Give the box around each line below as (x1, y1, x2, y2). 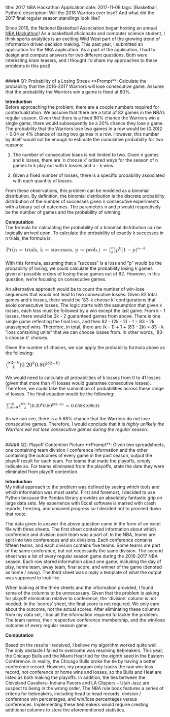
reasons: (5, 142, 24, 148)
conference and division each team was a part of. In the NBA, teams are (5, 532, 156, 538)
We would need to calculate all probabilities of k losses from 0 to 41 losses (5, 375, 161, 381)
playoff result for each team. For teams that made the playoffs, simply (5, 458, 151, 464)
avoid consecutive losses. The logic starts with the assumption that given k (5, 302, 162, 308)
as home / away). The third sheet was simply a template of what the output (5, 569, 162, 575)
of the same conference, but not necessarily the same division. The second (5, 548, 163, 553)
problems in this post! (5, 63, 51, 69)
